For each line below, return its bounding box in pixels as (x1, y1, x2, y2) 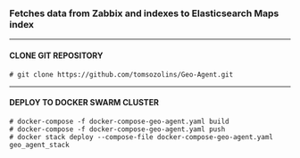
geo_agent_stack (9, 140, 70, 149)
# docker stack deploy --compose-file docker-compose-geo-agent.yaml (9, 132, 274, 141)
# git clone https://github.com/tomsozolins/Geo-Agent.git (9, 70, 234, 79)
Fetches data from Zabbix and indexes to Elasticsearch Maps (9, 7, 279, 20)
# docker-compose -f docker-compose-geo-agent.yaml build (9, 117, 229, 126)
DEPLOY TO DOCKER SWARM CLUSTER (9, 97, 159, 108)
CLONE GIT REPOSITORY (9, 50, 104, 61)
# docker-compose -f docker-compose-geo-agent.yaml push (9, 124, 226, 134)
